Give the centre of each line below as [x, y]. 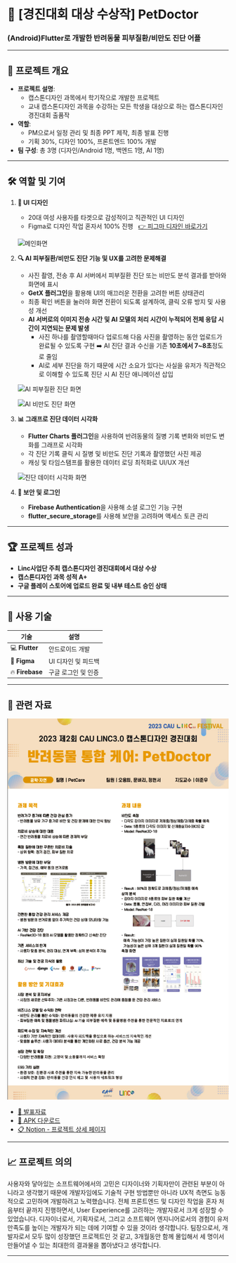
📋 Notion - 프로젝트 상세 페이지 [62, 1129]
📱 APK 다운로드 [39, 1120]
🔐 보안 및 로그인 [39, 492]
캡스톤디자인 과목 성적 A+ [52, 577]
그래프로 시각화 [62, 445]
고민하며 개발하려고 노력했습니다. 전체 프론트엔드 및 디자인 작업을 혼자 [122, 1201]
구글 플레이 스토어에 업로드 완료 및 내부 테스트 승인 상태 [92, 585]
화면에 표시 [43, 284]
